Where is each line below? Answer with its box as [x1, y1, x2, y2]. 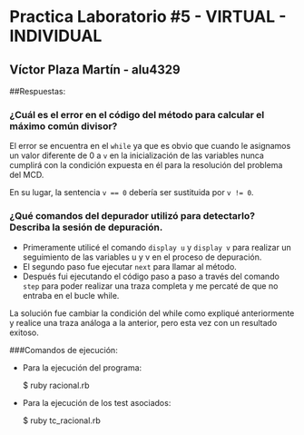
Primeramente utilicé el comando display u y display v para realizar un [22, 242, 292, 252]
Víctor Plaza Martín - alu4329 [9, 62, 181, 77]
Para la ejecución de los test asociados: [22, 397, 172, 408]
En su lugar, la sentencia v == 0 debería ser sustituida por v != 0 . [9, 187, 254, 198]
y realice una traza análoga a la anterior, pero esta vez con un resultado [9, 317, 278, 328]
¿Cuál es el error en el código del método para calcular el [9, 108, 265, 121]
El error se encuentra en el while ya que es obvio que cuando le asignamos [9, 141, 291, 152]
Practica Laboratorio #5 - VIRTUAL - [9, 6, 287, 27]
